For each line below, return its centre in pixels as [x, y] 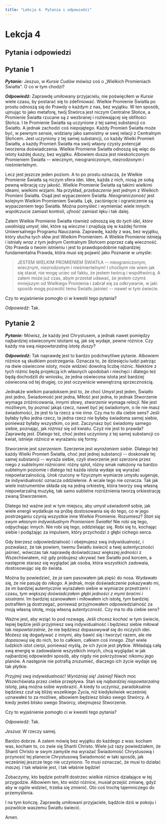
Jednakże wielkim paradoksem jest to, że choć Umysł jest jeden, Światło [79, 391]
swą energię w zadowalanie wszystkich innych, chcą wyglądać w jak [76, 650]
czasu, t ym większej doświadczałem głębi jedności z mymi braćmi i [74, 593]
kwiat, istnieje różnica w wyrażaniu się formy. [52, 439]
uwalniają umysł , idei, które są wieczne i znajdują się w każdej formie [76, 226]
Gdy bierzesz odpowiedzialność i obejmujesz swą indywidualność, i [74, 542]
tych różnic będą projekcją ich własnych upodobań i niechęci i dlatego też [81, 371]
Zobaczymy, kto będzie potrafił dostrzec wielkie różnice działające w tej [79, 777]
